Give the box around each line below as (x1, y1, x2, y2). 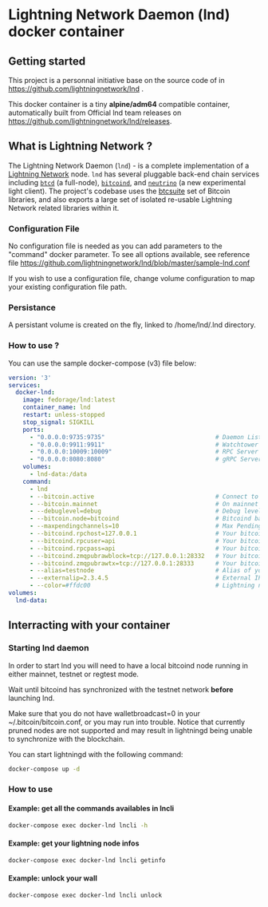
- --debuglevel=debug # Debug (29, 507, 241, 516)
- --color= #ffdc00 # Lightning (29, 581, 255, 590)
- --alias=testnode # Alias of (29, 567, 251, 575)
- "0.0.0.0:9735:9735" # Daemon (29, 433, 245, 441)
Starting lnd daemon (8, 643, 89, 654)
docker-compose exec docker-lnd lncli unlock (8, 891, 162, 899)
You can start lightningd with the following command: (8, 749, 183, 759)
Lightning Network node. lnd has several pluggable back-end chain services (8, 169, 260, 179)
